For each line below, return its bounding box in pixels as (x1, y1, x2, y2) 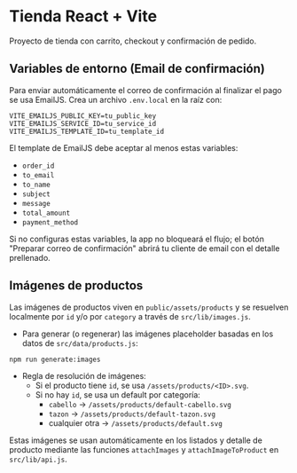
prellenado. (9, 252, 51, 263)
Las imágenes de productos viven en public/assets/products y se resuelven (9, 302, 289, 312)
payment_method (21, 217, 79, 227)
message (21, 199, 51, 208)
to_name (21, 180, 51, 189)
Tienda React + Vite (9, 6, 158, 27)
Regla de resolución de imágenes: (21, 370, 146, 381)
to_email (21, 170, 55, 179)
